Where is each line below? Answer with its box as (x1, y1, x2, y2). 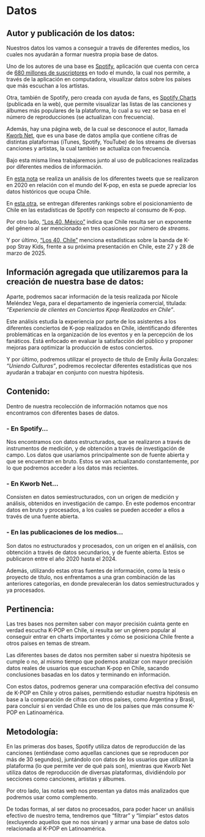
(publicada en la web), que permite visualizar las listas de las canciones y (6, 100, 192, 108)
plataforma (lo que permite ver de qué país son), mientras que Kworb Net (6, 762, 191, 770)
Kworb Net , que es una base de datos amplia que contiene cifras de (6, 132, 177, 139)
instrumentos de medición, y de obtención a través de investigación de (6, 444, 185, 452)
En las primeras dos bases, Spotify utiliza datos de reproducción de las (6, 743, 185, 750)
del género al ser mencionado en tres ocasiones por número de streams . (6, 224, 190, 232)
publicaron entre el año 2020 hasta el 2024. (6, 555, 117, 562)
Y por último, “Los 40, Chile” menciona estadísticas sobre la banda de (6, 237, 183, 243)
